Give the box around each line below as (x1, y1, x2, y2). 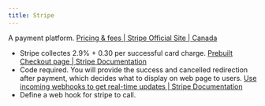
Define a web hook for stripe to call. (19, 90, 136, 99)
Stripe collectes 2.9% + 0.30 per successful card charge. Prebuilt (19, 48, 233, 57)
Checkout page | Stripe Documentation (19, 57, 147, 66)
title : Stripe (8, 11, 55, 20)
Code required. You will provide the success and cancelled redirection (19, 64, 248, 75)
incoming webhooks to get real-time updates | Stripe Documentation (19, 82, 243, 91)
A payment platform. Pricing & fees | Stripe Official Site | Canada (8, 33, 218, 42)
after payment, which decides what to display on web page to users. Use (19, 73, 257, 82)
